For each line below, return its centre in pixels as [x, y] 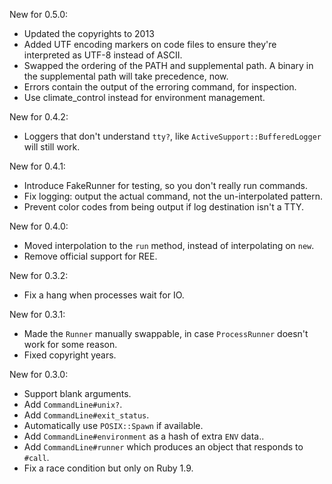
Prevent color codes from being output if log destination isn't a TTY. [164, 207]
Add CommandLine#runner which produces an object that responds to [163, 447]
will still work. [52, 147]
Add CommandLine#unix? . [73, 404]
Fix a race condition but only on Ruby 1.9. [108, 468]
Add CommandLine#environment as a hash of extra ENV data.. [144, 436]
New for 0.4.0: [39, 226]
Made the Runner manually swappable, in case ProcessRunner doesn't [166, 333]
